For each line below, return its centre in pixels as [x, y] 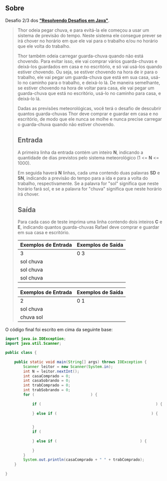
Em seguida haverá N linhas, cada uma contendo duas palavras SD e [89, 172]
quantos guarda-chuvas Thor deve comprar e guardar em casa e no [88, 114]
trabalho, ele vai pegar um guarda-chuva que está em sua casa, [83, 77]
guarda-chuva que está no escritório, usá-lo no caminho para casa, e [89, 93]
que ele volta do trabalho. [44, 46]
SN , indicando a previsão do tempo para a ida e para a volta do [82, 178]
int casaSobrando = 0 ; [47, 381]
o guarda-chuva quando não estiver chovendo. [66, 124]
